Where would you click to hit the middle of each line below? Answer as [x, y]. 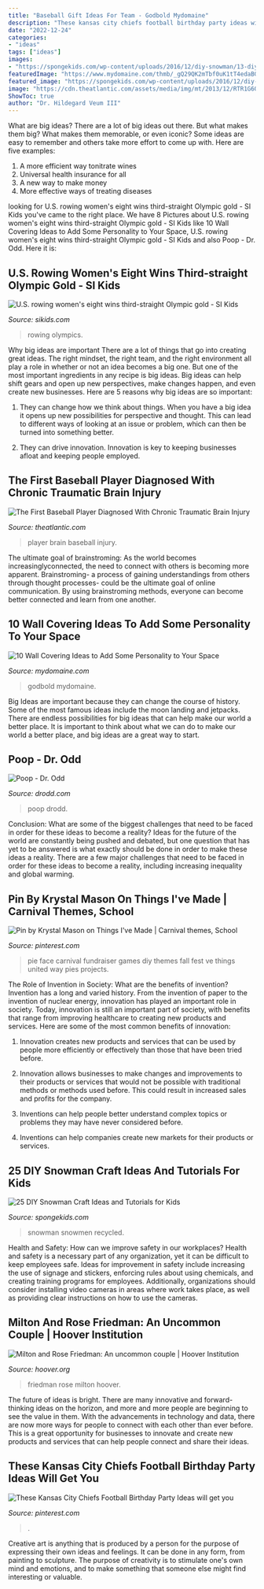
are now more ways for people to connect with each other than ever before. [131, 1424]
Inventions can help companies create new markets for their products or [136, 1138]
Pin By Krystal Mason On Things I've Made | [118, 899]
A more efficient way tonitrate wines [78, 166]
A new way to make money [63, 183]
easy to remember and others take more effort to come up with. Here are [126, 143]
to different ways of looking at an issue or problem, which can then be [133, 424]
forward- [218, 1399]
